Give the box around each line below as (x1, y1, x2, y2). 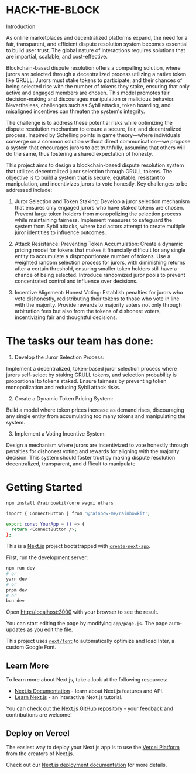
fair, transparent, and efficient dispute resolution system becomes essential (6, 40, 188, 47)
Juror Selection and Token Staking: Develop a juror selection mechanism (14, 197, 190, 205)
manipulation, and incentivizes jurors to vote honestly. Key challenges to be (6, 180, 188, 187)
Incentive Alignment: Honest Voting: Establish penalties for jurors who (14, 289, 183, 296)
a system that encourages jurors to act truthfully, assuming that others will (6, 144, 185, 151)
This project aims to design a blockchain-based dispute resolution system (6, 162, 184, 169)
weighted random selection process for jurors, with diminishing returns (14, 259, 185, 266)
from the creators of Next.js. (6, 750, 74, 757)
